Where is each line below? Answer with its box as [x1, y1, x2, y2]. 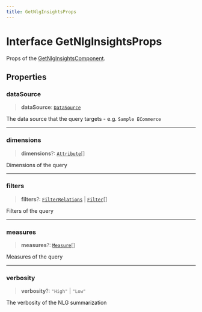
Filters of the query [6, 207, 54, 214]
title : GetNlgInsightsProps [6, 8, 77, 15]
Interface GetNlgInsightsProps [6, 34, 162, 48]
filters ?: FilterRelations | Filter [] [20, 195, 108, 203]
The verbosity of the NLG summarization [6, 299, 107, 307]
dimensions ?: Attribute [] [20, 150, 85, 157]
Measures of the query [6, 253, 63, 260]
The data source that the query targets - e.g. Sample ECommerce [6, 115, 161, 123]
